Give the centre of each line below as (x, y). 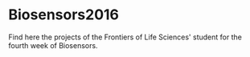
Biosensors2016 (64, 15)
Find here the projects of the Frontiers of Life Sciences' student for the (125, 37)
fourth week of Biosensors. (53, 45)
